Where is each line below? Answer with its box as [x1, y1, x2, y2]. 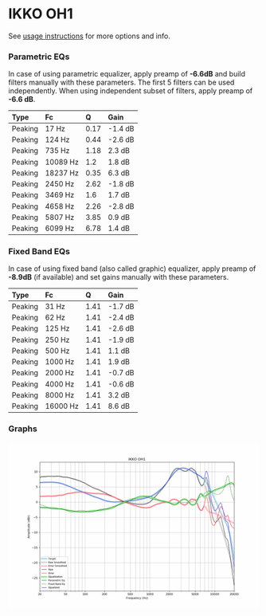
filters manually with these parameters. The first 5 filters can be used [8, 77, 235, 88]
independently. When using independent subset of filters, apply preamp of [8, 86, 253, 96]
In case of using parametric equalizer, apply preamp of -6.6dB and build [8, 69, 245, 79]
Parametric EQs [8, 51, 70, 62]
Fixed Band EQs [8, 245, 70, 257]
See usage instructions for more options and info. [8, 31, 171, 41]
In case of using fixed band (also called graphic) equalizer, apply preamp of [8, 264, 256, 273]
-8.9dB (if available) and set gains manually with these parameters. [8, 273, 229, 282]
